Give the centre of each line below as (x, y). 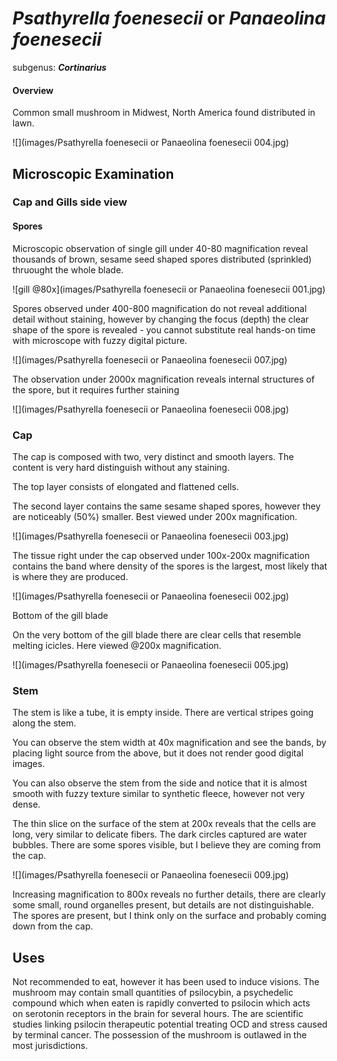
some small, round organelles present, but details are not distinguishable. (163, 905)
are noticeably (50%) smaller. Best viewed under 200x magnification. (155, 516)
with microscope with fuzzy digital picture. (100, 340)
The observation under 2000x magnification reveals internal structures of (163, 379)
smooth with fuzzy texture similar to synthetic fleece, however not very (158, 794)
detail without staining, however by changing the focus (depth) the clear (161, 319)
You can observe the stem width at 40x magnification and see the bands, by (169, 743)
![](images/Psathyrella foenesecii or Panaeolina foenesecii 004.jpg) (151, 143)
